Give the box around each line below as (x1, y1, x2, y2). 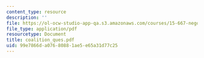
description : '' (6, 14, 47, 21)
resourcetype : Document (6, 31, 67, 37)
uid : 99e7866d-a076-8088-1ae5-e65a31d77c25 (6, 43, 118, 49)
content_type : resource (6, 8, 67, 15)
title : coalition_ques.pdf (6, 37, 75, 43)
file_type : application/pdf (6, 25, 78, 32)
